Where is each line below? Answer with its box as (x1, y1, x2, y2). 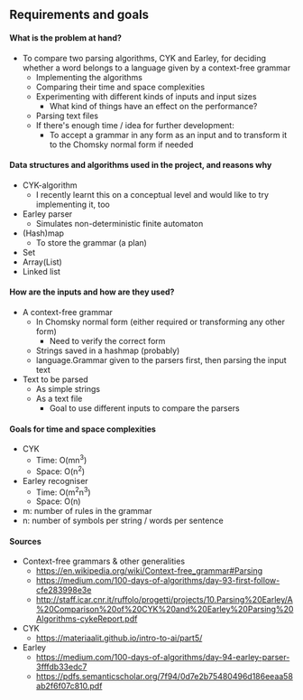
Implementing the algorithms (35, 71, 142, 82)
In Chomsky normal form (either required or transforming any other (35, 316, 286, 327)
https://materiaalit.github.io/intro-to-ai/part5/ (35, 632, 203, 644)
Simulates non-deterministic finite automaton (35, 218, 204, 229)
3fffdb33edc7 (35, 661, 87, 672)
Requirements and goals (9, 7, 150, 23)
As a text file (35, 393, 83, 404)
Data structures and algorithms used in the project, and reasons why (9, 160, 272, 171)
